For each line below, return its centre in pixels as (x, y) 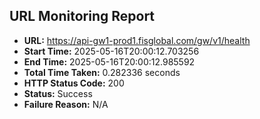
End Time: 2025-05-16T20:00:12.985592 (109, 61)
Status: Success (58, 93)
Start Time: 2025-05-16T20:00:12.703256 (111, 51)
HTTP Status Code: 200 (74, 83)
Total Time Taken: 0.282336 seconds (102, 72)
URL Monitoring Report (82, 16)
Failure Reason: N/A (66, 104)
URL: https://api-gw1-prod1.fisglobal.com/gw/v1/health (137, 40)
